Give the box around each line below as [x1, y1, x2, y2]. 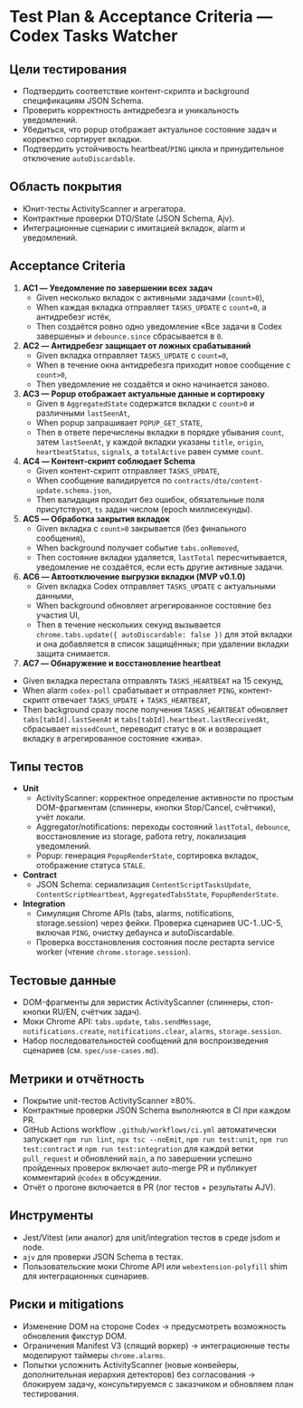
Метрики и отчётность [9, 1071, 145, 1087]
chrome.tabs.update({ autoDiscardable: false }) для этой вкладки [35, 628, 292, 639]
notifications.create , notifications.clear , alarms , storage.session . [22, 1026, 282, 1037]
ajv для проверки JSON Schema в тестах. [22, 1251, 184, 1262]
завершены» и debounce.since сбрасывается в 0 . [35, 330, 223, 341]
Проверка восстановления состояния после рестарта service [35, 937, 275, 948]
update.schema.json [35, 486, 110, 495]
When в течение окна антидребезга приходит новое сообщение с [35, 359, 291, 370]
